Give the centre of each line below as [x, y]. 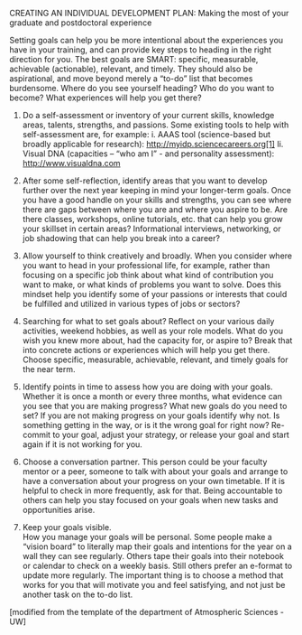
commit [37, 434]
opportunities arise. [59, 510]
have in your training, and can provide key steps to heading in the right [141, 50]
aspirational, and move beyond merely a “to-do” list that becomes [131, 79]
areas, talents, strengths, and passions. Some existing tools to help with [156, 125]
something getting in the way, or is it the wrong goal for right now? [146, 425]
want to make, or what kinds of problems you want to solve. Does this [152, 285]
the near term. [49, 369]
